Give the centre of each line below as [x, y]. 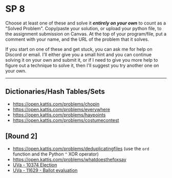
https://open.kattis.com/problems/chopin [56, 104]
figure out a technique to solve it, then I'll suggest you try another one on [82, 65]
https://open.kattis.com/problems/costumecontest [66, 120]
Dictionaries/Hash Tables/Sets [55, 92]
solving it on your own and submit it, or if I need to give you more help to [82, 60]
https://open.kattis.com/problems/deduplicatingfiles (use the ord [81, 148]
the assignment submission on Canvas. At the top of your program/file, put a [86, 34]
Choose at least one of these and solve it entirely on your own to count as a [86, 23]
